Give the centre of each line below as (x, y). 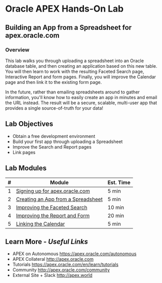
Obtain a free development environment (54, 136)
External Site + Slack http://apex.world (52, 275)
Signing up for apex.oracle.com (53, 191)
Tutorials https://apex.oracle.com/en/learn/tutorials (65, 265)
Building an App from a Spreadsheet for (68, 28)
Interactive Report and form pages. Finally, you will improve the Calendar (80, 77)
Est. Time (119, 182)
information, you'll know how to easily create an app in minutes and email (81, 97)
